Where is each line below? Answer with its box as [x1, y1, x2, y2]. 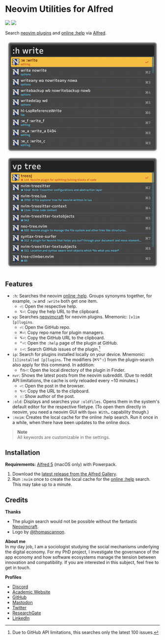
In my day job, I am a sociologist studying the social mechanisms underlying [5, 544, 159, 550]
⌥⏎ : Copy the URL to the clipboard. [19, 388, 90, 394]
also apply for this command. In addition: [12, 361, 95, 368]
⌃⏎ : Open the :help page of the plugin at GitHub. [19, 340, 118, 346]
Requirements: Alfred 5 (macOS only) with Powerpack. [5, 462, 117, 467]
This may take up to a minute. [12, 482, 72, 488]
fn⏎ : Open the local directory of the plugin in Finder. [19, 367, 126, 373]
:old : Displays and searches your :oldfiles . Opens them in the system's [12, 398, 160, 404]
